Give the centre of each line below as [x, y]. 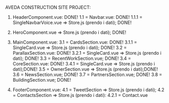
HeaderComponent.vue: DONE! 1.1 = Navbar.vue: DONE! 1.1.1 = [77, 17]
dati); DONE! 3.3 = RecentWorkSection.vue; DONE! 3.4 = [72, 58]
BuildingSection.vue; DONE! [42, 80]
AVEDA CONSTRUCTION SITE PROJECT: [48, 7]
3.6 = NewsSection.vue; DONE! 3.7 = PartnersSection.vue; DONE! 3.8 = [87, 75]
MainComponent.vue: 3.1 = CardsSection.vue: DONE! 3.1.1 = [75, 42]
